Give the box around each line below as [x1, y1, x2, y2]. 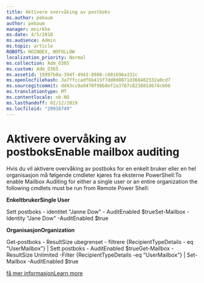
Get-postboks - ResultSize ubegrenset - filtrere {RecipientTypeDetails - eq [6, 238, 194, 246]
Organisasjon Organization [6, 227, 75, 234]
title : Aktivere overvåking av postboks [6, 9, 111, 15]
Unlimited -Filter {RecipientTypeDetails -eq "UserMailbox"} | [34, 251, 186, 259]
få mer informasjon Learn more [6, 270, 83, 277]
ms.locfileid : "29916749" [6, 105, 72, 112]
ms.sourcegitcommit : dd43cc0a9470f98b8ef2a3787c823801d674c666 [6, 83, 171, 89]
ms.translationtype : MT [6, 89, 67, 95]
